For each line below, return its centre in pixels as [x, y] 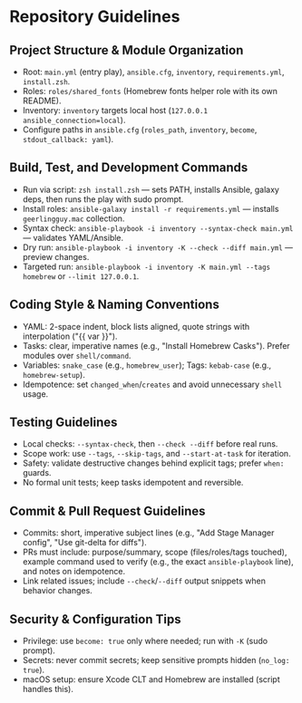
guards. [37, 473]
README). [42, 101]
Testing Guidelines [63, 423]
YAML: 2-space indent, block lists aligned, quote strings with [136, 326]
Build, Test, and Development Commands [129, 168]
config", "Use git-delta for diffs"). [84, 543]
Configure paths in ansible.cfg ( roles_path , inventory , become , [140, 130]
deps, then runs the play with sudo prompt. [103, 199]
